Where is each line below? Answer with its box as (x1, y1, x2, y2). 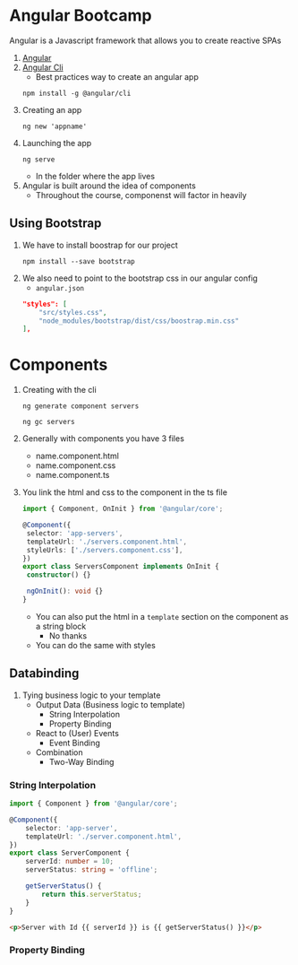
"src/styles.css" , (38, 308, 107, 317)
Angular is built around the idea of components (21, 180, 197, 191)
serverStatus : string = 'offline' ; (25, 865, 158, 874)
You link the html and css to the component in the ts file (21, 487, 228, 498)
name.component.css (35, 460, 116, 471)
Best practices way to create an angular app (35, 71, 199, 82)
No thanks (48, 630, 88, 641)
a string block (35, 621, 87, 631)
